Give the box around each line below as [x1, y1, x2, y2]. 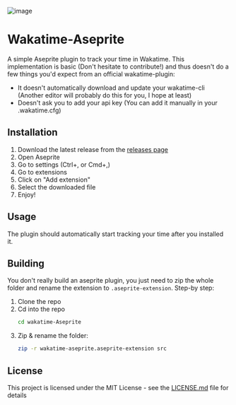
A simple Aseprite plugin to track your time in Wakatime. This [7, 54, 185, 63]
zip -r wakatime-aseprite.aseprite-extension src [17, 345, 167, 353]
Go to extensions [17, 168, 67, 176]
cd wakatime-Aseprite [17, 319, 81, 326]
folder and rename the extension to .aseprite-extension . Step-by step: [7, 283, 214, 293]
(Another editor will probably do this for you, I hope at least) [17, 90, 192, 99]
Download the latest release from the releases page [17, 145, 168, 153]
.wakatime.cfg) [17, 106, 61, 115]
